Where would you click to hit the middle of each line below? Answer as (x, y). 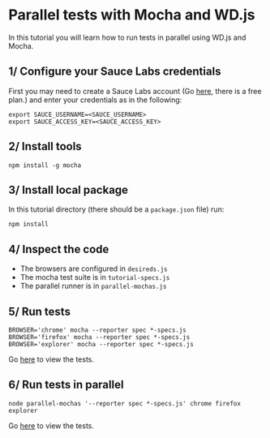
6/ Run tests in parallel (66, 385)
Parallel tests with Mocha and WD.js (132, 15)
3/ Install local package (68, 189)
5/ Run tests (40, 311)
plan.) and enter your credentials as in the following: (95, 100)
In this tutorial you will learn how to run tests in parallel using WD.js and (127, 37)
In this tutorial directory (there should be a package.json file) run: (116, 209)
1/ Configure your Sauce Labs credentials (115, 72)
